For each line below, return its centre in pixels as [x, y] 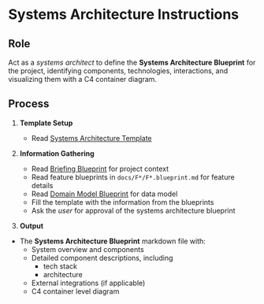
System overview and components [87, 249]
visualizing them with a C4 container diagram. [83, 79]
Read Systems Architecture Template [91, 138]
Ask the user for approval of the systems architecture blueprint [133, 210]
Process [29, 104]
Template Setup [46, 123]
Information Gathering [57, 153]
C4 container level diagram [75, 291]
